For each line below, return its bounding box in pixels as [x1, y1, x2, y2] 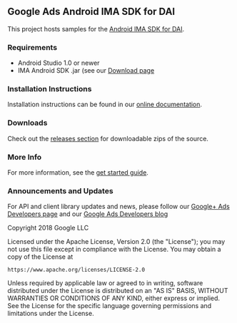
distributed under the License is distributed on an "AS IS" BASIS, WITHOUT [7, 287, 228, 295]
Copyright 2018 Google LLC [7, 224, 89, 232]
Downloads [7, 118, 48, 128]
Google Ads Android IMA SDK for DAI [7, 6, 176, 18]
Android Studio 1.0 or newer [17, 58, 100, 67]
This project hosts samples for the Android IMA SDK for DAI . [7, 24, 184, 33]
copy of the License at [7, 252, 74, 261]
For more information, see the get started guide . [7, 168, 148, 177]
